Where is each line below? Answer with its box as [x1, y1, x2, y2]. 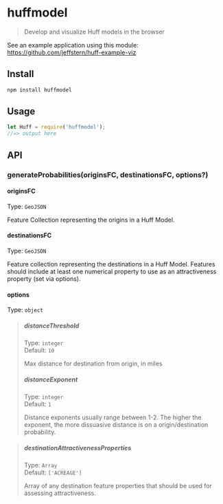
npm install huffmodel [7, 86, 72, 94]
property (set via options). [7, 274, 81, 283]
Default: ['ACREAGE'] [23, 468, 82, 476]
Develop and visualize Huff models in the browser [23, 28, 165, 36]
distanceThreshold [23, 322, 80, 330]
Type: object [7, 306, 43, 314]
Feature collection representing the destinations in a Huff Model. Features [7, 260, 215, 268]
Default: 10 [23, 346, 55, 355]
